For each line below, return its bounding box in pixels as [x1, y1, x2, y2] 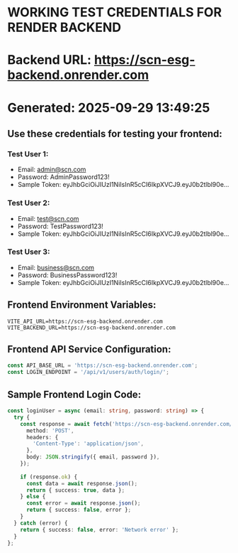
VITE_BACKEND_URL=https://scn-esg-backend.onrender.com [7, 324, 176, 331]
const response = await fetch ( [20, 420, 113, 427]
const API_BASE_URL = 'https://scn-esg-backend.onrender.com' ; [7, 362, 198, 370]
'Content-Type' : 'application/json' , [33, 440, 144, 448]
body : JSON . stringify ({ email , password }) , [25, 453, 160, 461]
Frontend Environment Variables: [7, 299, 157, 311]
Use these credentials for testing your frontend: [7, 127, 223, 139]
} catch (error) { [13, 520, 69, 527]
